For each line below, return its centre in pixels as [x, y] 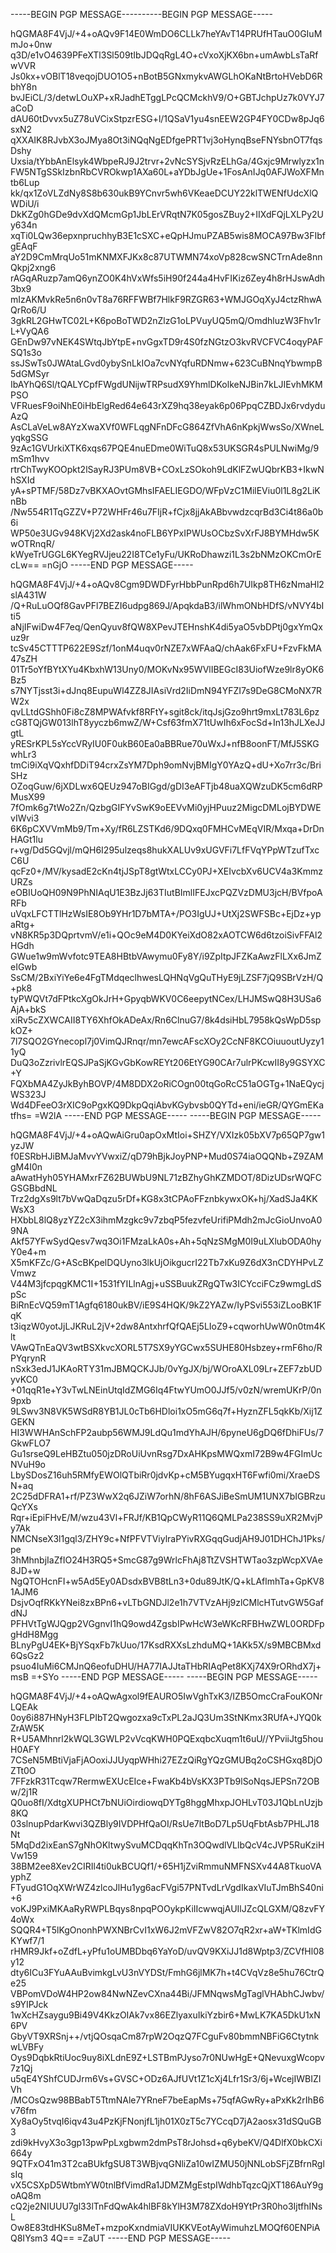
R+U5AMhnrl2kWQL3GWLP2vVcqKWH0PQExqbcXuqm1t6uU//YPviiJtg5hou [167, 1738]
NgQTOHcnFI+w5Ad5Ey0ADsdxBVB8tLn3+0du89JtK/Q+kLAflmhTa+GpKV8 [167, 1581]
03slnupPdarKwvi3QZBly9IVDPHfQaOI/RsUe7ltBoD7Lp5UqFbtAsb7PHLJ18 [165, 1823]
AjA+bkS [28, 1009]
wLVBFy [27, 2047]
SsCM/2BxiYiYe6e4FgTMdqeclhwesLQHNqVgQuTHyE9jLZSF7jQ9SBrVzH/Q [167, 977]
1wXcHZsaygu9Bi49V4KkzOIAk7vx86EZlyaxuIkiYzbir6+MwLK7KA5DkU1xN [165, 2015]
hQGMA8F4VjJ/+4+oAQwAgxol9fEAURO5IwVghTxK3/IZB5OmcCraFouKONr [166, 1696]
